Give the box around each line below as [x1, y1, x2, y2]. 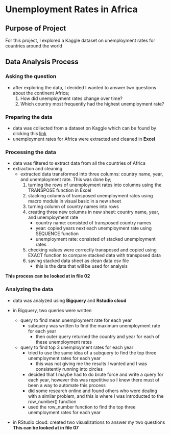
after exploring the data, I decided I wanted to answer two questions [12, 84, 157, 90]
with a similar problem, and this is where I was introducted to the [28, 393, 164, 399]
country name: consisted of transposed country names [35, 220, 152, 226]
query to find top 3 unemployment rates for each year [20, 344, 134, 350]
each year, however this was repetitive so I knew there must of [28, 376, 160, 383]
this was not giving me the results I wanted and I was [35, 361, 147, 367]
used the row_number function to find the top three [28, 404, 136, 410]
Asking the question [5, 73, 57, 80]
